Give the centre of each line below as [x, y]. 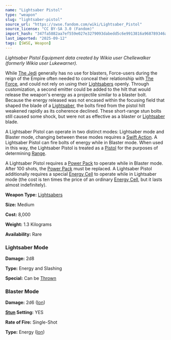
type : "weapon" [21, 15]
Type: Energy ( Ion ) [25, 332]
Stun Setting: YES [24, 312]
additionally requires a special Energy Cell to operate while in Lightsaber [81, 174]
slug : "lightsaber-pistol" [34, 19]
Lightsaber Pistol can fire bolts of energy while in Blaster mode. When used [84, 142]
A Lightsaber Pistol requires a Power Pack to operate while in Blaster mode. [84, 163]
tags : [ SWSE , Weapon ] [28, 43]
